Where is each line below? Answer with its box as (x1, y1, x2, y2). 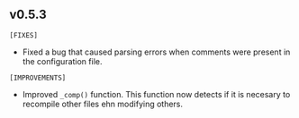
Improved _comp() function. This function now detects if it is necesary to (22, 88, 291, 99)
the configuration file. (22, 55, 103, 66)
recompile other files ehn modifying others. (22, 98, 183, 109)
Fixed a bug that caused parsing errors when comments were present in (22, 46, 291, 57)
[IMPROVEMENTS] (9, 73, 67, 82)
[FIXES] (9, 30, 39, 39)
